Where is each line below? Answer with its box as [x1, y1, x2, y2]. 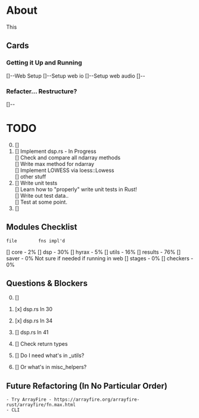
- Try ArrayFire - [6, 397, 52, 403]
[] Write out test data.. [14, 192, 69, 199]
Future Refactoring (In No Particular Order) [6, 380, 168, 391]
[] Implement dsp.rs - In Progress [14, 147, 97, 155]
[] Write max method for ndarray [14, 160, 94, 167]
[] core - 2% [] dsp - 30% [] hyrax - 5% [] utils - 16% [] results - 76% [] [6, 248, 181, 256]
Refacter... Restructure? [6, 87, 77, 96]
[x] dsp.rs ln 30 [14, 306, 52, 313]
